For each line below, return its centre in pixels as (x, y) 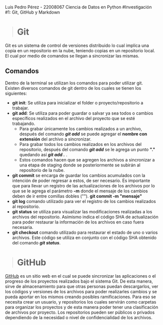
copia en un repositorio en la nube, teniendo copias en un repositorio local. (80, 50)
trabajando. (24, 123)
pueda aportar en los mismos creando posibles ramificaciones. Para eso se (81, 297)
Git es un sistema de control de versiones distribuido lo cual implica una (77, 45)
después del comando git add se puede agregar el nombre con (83, 134)
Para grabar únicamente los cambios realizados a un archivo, (81, 128)
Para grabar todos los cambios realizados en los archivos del (81, 144)
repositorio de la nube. (42, 170)
